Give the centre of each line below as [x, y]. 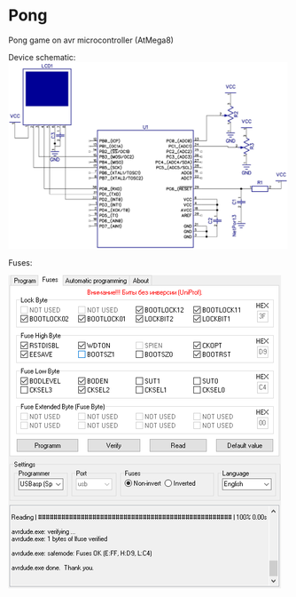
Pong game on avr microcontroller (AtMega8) [91, 40]
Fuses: [20, 263]
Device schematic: [42, 57]
